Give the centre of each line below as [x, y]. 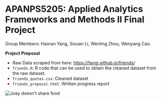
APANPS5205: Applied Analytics [74, 9]
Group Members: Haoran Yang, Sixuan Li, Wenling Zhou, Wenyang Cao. [78, 43]
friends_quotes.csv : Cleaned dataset [50, 78]
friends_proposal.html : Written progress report [61, 84]
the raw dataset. [29, 73]
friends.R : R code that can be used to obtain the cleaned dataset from [84, 68]
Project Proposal [23, 53]
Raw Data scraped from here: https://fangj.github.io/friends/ [74, 63]
